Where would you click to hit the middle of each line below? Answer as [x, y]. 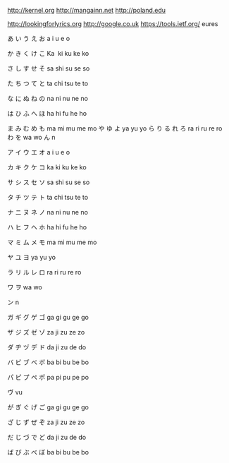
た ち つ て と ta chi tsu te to [48, 83]
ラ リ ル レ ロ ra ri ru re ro [44, 272]
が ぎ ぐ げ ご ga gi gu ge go [48, 407]
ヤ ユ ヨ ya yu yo [32, 257]
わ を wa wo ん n [31, 137]
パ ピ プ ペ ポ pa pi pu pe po [48, 377]
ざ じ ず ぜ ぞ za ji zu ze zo [46, 422]
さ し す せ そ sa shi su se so [49, 68]
